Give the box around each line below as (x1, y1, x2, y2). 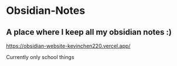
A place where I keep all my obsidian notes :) (6, 27, 172, 37)
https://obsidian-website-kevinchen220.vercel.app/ (6, 42, 131, 49)
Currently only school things (6, 54, 74, 60)
